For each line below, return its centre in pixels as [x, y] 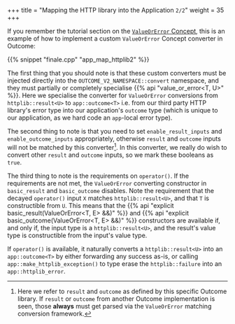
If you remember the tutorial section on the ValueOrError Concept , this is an [116, 31]
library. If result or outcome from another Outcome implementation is [116, 298]
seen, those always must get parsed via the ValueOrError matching [114, 306]
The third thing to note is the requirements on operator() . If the [98, 176]
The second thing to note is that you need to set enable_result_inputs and [115, 131]
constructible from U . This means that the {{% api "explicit [91, 205]
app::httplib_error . [36, 271]
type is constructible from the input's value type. [77, 235]
